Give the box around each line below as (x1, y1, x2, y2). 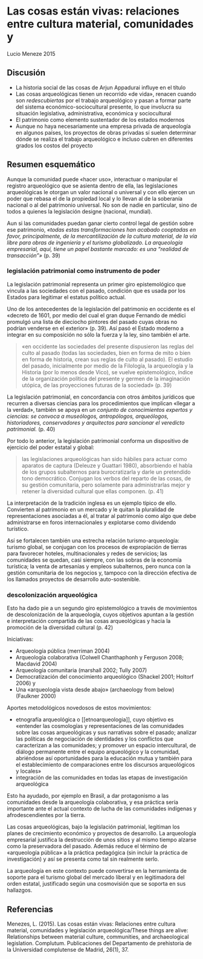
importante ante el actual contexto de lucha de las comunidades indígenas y (7, 805, 197, 812)
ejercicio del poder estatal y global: (7, 443, 94, 451)
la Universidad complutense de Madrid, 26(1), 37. (7, 946, 129, 953)
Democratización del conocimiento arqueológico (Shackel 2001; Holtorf (15, 673, 194, 681)
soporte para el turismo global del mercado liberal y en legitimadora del (7, 873, 185, 881)
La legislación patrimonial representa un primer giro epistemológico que (7, 280, 186, 288)
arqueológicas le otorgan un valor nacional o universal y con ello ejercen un (7, 188, 195, 195)
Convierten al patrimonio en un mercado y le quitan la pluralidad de (7, 505, 175, 513)
